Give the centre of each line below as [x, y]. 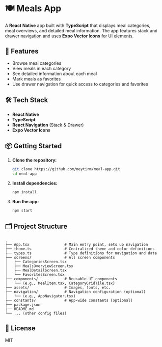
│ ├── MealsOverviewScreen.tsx [39, 266]
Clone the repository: [34, 160]
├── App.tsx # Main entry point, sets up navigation [77, 244]
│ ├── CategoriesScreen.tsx [36, 262]
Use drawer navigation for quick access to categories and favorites [80, 84]
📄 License [20, 328]
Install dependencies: [35, 183]
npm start [22, 211]
